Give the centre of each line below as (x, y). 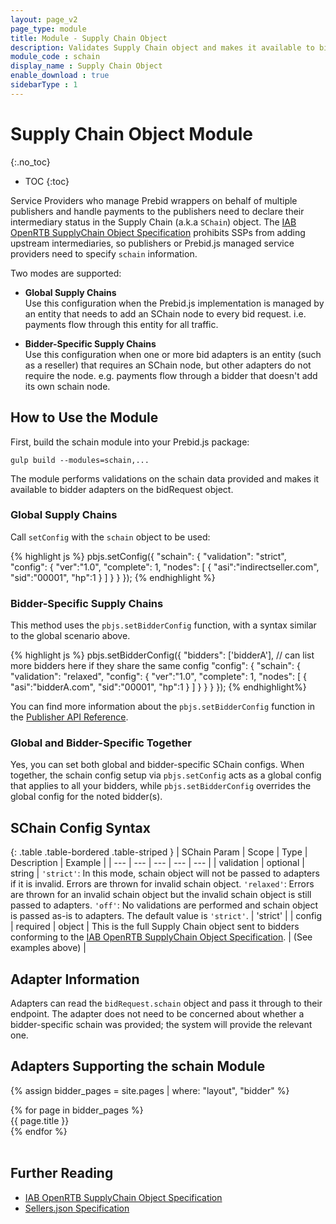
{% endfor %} (39, 1131)
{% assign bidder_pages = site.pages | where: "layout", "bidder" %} (150, 1090)
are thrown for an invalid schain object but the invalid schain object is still (161, 895)
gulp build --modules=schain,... (80, 460)
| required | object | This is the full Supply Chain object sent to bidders (155, 927)
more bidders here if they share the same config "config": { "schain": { (156, 666)
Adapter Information (75, 979)
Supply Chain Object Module (131, 133)
